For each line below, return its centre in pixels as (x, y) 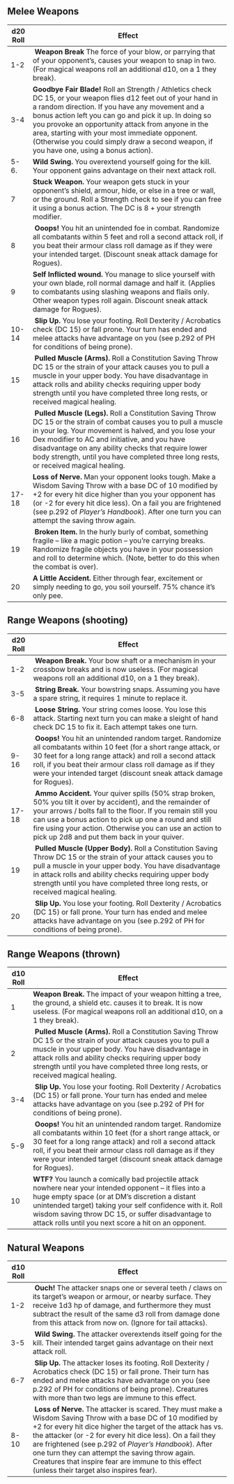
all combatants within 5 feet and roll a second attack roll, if (128, 237)
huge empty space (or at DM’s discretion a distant (115, 1197)
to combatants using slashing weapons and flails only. (121, 291)
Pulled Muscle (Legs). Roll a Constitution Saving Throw (125, 413)
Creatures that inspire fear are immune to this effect (117, 1462)
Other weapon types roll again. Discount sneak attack (120, 300)
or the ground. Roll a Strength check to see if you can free (127, 199)
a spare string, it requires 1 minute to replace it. (110, 698)
